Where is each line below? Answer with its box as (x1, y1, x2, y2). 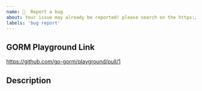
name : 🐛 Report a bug (6, 8, 63, 15)
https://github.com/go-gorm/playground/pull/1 (6, 58, 121, 65)
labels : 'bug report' (6, 20, 61, 26)
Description (6, 75, 51, 86)
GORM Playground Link (6, 42, 95, 52)
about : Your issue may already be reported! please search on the (6, 14, 176, 20)
